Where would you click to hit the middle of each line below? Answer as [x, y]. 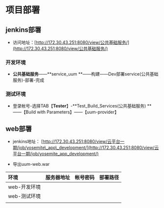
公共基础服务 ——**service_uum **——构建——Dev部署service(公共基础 [85, 74]
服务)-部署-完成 [28, 80]
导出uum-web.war [31, 164]
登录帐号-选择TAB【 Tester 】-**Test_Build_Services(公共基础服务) [79, 105]
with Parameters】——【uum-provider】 [78, 112]
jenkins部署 [23, 30]
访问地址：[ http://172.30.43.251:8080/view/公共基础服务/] [71, 42]
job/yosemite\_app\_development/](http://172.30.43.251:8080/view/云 [89, 148]
